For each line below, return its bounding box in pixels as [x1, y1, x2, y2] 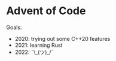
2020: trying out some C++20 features [14, 35, 111, 42]
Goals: [6, 24, 22, 31]
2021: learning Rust [14, 41, 63, 49]
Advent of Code [6, 4, 86, 18]
